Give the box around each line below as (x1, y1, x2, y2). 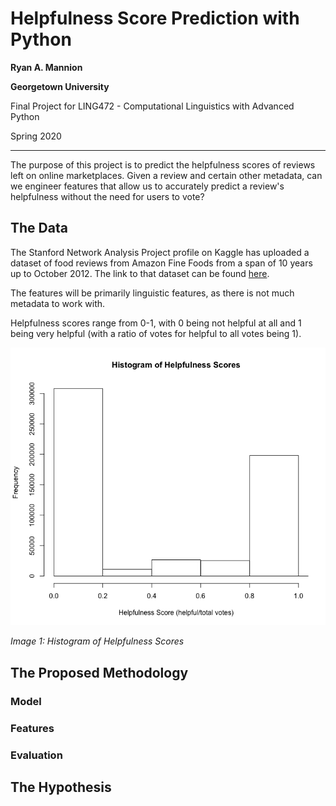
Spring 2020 (10, 130, 62, 142)
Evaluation (10, 748, 63, 762)
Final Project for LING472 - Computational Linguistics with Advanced (10, 100, 295, 112)
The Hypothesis (10, 778, 112, 796)
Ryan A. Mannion (10, 61, 83, 73)
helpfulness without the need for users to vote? (10, 190, 205, 202)
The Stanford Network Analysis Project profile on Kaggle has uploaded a (10, 246, 310, 258)
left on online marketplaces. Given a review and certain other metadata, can (10, 169, 323, 181)
